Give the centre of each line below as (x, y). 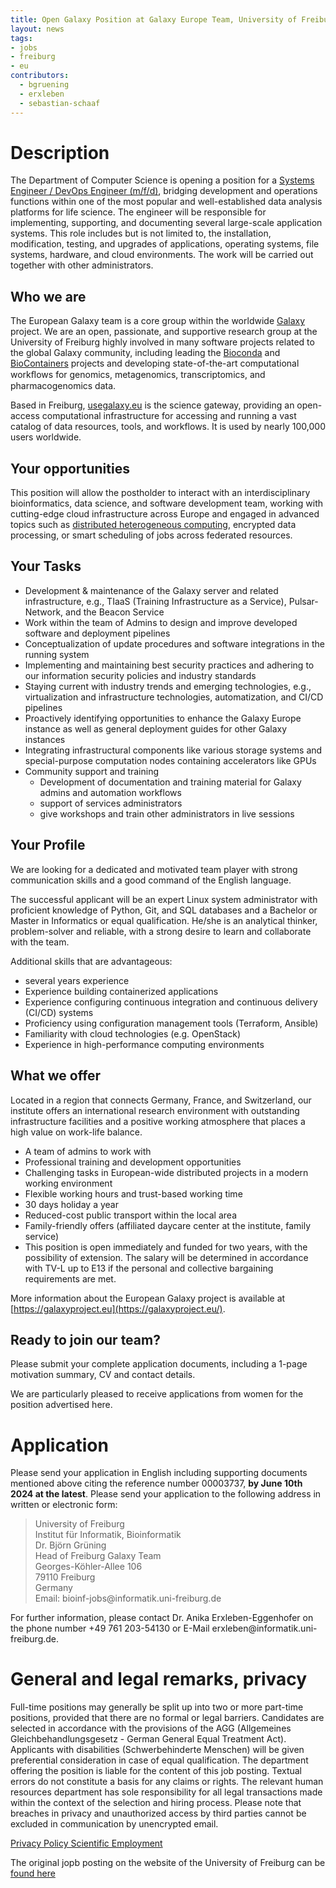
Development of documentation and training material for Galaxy (170, 782)
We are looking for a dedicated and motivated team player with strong (154, 869)
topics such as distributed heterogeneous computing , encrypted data (153, 525)
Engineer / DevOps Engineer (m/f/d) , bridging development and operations (164, 191)
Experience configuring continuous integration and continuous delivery (171, 1002)
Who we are (48, 296)
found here (33, 1873)
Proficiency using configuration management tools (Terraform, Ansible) (171, 1023)
